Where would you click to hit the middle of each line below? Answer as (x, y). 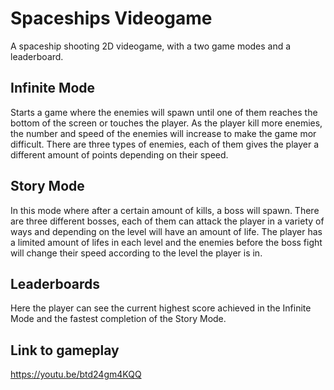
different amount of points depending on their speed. (119, 154)
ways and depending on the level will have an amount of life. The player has (166, 231)
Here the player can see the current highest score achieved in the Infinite (161, 308)
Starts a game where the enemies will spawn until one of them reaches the (164, 112)
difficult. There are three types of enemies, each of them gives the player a (165, 144)
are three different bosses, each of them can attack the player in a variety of (167, 221)
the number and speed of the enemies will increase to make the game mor (163, 133)
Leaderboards (55, 283)
